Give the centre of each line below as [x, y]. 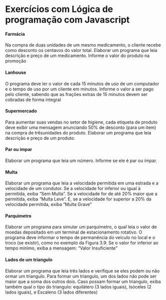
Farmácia [15, 34]
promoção [16, 61]
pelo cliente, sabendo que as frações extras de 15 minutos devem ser [77, 94]
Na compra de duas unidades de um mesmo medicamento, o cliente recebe [83, 45]
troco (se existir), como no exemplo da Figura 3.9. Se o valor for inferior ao [82, 243]
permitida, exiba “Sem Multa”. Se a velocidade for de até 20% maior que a [82, 194]
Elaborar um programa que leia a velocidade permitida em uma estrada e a [82, 183]
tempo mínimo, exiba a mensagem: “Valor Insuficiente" [62, 248]
